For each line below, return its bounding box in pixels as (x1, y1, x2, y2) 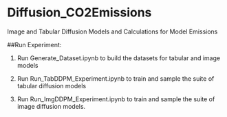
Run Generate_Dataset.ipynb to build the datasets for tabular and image (17, 53, 221, 62)
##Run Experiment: (7, 40, 62, 49)
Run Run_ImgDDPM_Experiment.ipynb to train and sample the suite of (17, 94, 215, 103)
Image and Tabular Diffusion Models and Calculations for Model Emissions (7, 27, 218, 36)
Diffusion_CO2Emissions (7, 5, 152, 21)
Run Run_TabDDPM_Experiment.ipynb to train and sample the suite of (17, 74, 215, 83)
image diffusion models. (17, 102, 86, 110)
